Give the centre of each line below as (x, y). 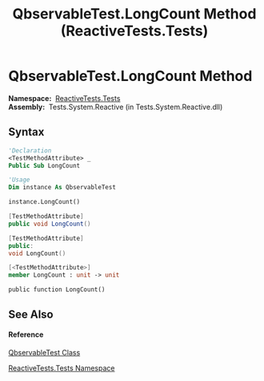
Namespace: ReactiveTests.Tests (64, 98)
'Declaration (30, 150)
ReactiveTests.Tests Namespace (62, 368)
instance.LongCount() (44, 202)
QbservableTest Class (44, 352)
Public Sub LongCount (44, 165)
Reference (26, 334)
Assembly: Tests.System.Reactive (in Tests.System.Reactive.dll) (116, 107)
